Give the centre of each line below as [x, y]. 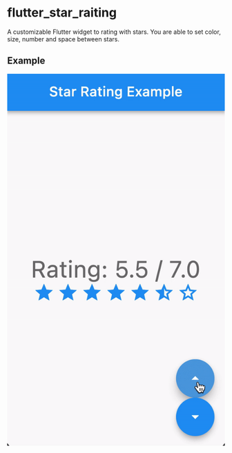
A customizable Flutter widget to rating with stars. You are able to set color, [114, 32]
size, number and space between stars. [63, 39]
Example [26, 61]
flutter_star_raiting [62, 13]
